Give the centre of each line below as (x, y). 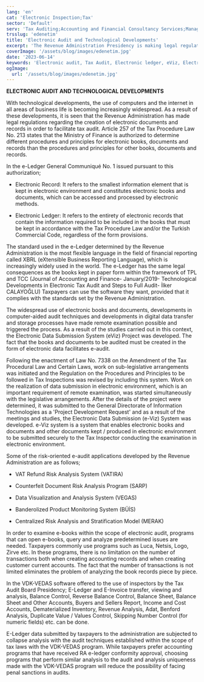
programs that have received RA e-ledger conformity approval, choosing (97, 653)
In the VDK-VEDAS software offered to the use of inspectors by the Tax (95, 584)
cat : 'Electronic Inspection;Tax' (50, 18)
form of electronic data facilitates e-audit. (58, 349)
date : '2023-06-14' (31, 57)
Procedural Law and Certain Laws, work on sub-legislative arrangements (98, 367)
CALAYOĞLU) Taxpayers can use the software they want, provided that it (98, 292)
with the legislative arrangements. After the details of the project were (94, 399)
